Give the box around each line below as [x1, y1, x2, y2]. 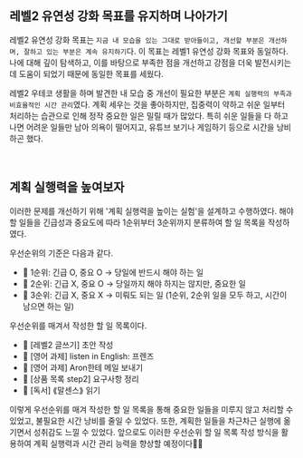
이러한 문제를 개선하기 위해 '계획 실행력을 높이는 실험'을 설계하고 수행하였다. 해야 [9, 205, 294, 216]
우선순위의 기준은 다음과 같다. [9, 248, 114, 258]
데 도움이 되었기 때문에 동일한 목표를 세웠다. [9, 68, 165, 79]
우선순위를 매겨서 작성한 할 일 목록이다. [9, 320, 147, 331]
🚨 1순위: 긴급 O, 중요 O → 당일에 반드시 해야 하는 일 [22, 267, 204, 278]
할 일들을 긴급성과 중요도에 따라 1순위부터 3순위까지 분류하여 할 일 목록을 [9, 217, 266, 228]
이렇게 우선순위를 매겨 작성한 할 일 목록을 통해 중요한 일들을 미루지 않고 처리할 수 [9, 404, 294, 414]
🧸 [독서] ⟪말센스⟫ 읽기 [22, 385, 101, 395]
